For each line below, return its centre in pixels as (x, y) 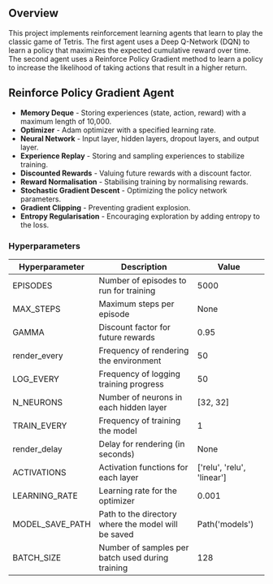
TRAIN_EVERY (40, 426)
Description (144, 266)
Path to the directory (138, 513)
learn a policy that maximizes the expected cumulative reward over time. (130, 50)
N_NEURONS (38, 402)
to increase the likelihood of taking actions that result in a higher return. (128, 67)
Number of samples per (144, 547)
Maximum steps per (136, 304)
